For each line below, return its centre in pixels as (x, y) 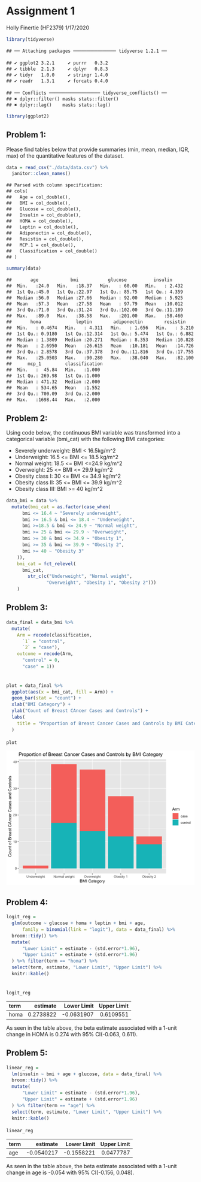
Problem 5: (27, 1053)
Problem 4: (27, 902)
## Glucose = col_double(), (44, 209)
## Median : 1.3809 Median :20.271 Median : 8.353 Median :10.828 (100, 340)
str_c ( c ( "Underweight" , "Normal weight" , (80, 577)
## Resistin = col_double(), (45, 239)
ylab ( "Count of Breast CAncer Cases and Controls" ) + (80, 711)
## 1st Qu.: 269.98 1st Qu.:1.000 (53, 376)
